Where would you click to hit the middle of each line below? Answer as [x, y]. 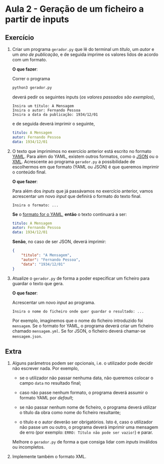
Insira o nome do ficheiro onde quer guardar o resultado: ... [78, 311]
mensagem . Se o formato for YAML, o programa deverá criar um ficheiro [83, 326]
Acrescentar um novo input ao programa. [54, 302]
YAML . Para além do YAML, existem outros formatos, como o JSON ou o [85, 156]
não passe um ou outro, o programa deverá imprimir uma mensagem [89, 427]
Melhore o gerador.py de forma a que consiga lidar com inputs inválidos [85, 442]
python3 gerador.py [32, 88]
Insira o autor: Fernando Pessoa [46, 110]
